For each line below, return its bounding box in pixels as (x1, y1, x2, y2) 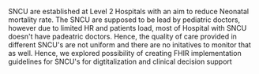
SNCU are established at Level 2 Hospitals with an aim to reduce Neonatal (8, 7, 250, 16)
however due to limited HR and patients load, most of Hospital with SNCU (8, 24, 247, 32)
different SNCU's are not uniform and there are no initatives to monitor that (8, 40, 251, 50)
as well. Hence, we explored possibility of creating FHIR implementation (8, 49, 242, 57)
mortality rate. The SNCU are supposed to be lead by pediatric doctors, (8, 15, 241, 24)
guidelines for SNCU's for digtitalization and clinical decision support (8, 57, 233, 66)
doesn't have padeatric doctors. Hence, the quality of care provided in (8, 31, 237, 41)
